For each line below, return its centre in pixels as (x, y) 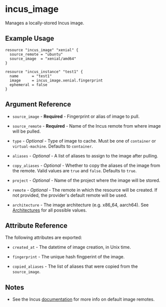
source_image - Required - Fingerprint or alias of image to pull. (76, 116)
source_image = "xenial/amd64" (43, 59)
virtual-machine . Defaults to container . (53, 146)
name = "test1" (31, 76)
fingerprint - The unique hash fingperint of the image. (68, 257)
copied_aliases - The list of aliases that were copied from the (75, 266)
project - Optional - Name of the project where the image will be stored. (86, 180)
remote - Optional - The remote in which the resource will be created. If (85, 190)
